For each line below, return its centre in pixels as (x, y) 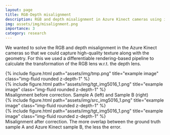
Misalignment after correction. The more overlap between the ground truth (83, 122)
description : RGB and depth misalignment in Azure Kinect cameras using (83, 19)
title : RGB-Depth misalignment (38, 15)
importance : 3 (20, 29)
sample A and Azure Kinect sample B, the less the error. (63, 127)
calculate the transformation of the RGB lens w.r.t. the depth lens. (73, 64)
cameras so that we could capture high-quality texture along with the (77, 53)
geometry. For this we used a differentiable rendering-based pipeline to (80, 58)
